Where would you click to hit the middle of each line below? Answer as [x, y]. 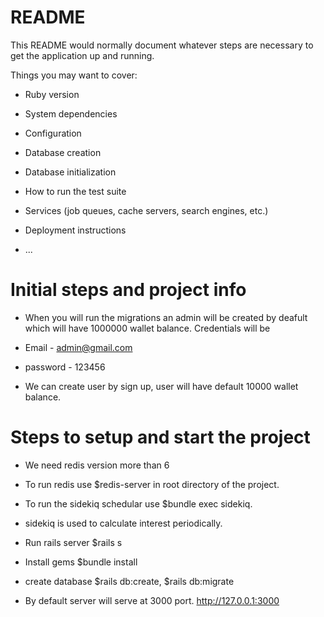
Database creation [63, 152]
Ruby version [52, 94]
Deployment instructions [75, 230]
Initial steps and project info [128, 290]
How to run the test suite [75, 191]
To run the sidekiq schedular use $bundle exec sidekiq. [138, 503]
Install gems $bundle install [81, 562]
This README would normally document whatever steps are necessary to [162, 45]
